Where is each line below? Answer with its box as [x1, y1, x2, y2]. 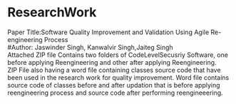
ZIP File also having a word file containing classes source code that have [7, 66, 221, 74]
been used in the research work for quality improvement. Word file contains [7, 73, 230, 82]
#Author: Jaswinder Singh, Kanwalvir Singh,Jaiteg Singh [7, 43, 173, 51]
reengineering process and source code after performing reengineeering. [7, 88, 223, 97]
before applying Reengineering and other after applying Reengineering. [7, 58, 217, 66]
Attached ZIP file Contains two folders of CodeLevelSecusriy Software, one [7, 51, 228, 59]
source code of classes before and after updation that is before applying [7, 80, 220, 89]
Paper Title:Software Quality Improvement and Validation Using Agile [7, 28, 210, 36]
